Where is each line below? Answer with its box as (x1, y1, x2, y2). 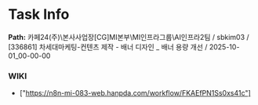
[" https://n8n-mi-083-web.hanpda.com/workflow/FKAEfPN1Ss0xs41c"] (19, 89, 251, 98)
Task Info (8, 5, 70, 24)
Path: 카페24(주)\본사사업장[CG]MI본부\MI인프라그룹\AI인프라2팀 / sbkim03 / (8, 32, 249, 42)
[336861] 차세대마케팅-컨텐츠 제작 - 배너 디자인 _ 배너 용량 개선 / (8, 42, 208, 52)
